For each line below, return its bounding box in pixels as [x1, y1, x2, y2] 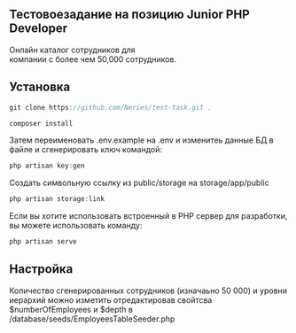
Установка [9, 80, 71, 95]
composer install [9, 119, 74, 128]
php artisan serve [9, 237, 77, 246]
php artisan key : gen [9, 161, 86, 171]
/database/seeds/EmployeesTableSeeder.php [9, 314, 175, 324]
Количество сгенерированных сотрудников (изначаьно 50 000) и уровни [9, 285, 288, 296]
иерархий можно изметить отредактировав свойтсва [9, 294, 213, 305]
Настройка [9, 261, 74, 277]
